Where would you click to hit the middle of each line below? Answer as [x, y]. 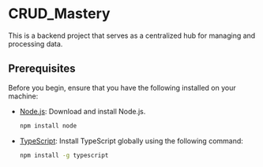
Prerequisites [42, 69]
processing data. [36, 43]
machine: [23, 96]
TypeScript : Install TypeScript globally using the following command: [131, 141]
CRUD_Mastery [59, 14]
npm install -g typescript [64, 155]
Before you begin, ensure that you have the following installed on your [122, 87]
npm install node [48, 126]
